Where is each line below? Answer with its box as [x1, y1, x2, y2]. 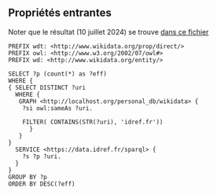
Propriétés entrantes [8, 6, 112, 20]
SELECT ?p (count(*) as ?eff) [8, 70, 108, 78]
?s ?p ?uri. [22, 153, 61, 160]
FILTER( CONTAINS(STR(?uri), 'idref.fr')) [22, 118, 164, 126]
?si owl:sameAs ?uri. [22, 104, 93, 112]
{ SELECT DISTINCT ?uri [8, 83, 86, 91]
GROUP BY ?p [8, 173, 47, 181]
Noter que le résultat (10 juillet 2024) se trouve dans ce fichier [8, 27, 209, 36]
